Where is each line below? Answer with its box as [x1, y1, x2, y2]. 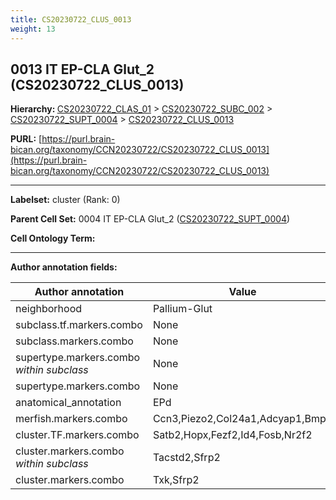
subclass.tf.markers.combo [15, 318, 143, 332]
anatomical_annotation [15, 396, 122, 410]
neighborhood [15, 302, 83, 316]
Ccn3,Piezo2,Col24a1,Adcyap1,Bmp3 [152, 412, 333, 426]
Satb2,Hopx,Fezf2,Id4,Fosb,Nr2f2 [152, 428, 313, 442]
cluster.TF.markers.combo [15, 428, 140, 442]
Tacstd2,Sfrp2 [152, 451, 221, 465]
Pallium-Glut [152, 302, 213, 316]
